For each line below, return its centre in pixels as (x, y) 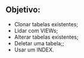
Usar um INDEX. (34, 50)
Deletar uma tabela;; (39, 43)
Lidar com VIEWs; (36, 30)
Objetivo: (23, 10)
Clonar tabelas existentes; (46, 24)
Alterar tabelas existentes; (46, 37)
